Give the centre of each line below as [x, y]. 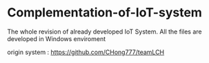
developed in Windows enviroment [56, 38]
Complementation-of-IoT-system [104, 13]
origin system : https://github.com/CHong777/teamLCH [86, 52]
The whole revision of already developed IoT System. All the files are [104, 32]
